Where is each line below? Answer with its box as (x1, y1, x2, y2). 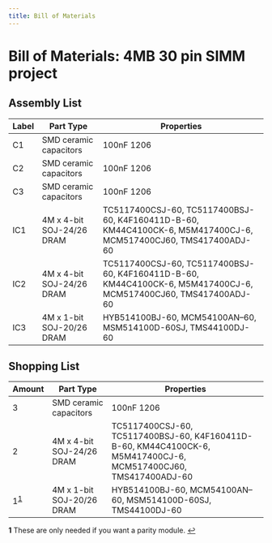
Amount (12, 383, 45, 394)
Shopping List (8, 360, 80, 373)
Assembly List (8, 97, 83, 110)
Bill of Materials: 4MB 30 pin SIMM (8, 46, 245, 65)
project (8, 64, 58, 82)
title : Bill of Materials (8, 11, 96, 20)
